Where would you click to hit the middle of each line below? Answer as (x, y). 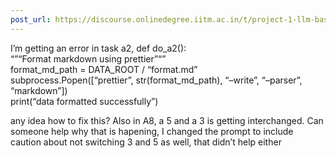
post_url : (31, 19)
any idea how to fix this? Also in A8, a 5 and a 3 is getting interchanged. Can (167, 120)
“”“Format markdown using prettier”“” (88, 58)
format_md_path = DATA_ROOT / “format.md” (104, 69)
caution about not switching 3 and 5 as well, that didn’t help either (146, 142)
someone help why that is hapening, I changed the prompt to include (152, 131)
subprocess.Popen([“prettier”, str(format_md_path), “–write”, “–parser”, (156, 80)
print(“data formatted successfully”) (84, 101)
